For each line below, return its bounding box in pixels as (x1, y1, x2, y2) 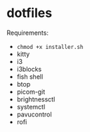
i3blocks (16, 65, 42, 73)
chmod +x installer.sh (16, 43, 84, 50)
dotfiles (6, 5, 53, 21)
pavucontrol (16, 110, 52, 119)
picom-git (16, 87, 46, 96)
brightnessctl (16, 94, 56, 104)
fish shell (16, 72, 44, 81)
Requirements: (6, 28, 49, 37)
